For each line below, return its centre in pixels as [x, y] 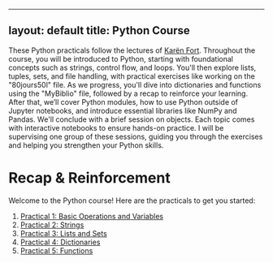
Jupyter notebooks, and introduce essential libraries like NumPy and [123, 110]
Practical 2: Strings [52, 225]
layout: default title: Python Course [100, 30]
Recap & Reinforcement [89, 178]
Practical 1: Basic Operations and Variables [92, 216]
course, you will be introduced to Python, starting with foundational [121, 58]
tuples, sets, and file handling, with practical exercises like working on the [132, 76]
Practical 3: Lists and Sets [63, 233]
